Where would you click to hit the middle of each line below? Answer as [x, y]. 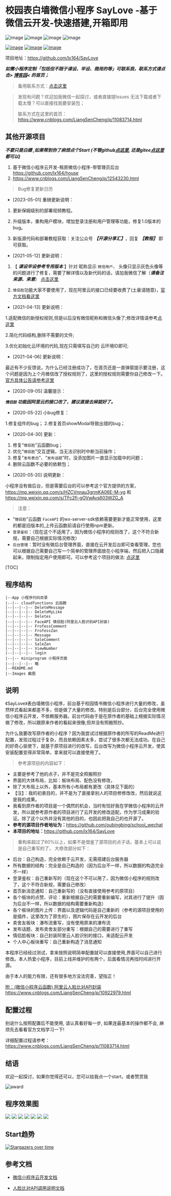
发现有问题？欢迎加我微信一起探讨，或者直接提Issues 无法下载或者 [87, 97]
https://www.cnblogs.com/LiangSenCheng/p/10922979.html [68, 993]
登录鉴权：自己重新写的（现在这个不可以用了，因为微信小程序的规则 [84, 878]
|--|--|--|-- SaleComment [32, 639]
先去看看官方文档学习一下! [37, 1030]
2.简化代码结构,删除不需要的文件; [40, 335]
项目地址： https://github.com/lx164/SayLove [52, 58]
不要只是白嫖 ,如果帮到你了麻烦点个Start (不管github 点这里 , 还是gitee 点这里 [85, 150]
